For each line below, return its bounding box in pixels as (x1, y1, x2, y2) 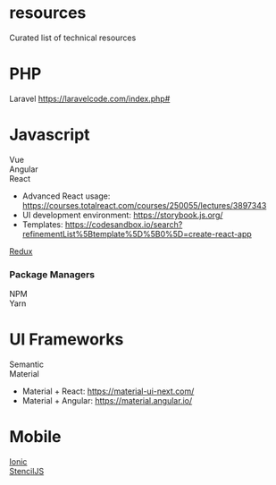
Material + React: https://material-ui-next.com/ (21, 386, 195, 396)
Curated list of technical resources (9, 32, 137, 43)
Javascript (9, 124, 91, 145)
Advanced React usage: (21, 191, 111, 201)
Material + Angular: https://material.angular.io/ (21, 396, 193, 406)
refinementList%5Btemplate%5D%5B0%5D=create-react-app (21, 228, 252, 239)
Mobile (9, 427, 62, 447)
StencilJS (9, 465, 45, 476)
